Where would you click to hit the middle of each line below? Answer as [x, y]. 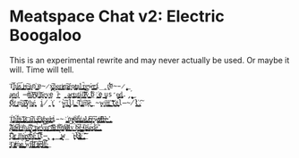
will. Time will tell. [42, 70]
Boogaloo [46, 35]
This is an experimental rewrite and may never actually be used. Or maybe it [149, 60]
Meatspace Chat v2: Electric [117, 17]
